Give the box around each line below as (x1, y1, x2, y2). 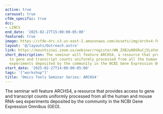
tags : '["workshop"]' (5, 70, 49, 75)
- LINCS (5, 25, 21, 30)
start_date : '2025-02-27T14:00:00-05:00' (5, 66, 90, 71)
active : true (5, 7, 32, 12)
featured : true (5, 34, 36, 39)
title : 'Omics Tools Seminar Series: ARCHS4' (5, 75, 98, 80)
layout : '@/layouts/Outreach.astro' (5, 43, 79, 48)
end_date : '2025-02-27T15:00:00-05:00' (5, 30, 86, 34)
